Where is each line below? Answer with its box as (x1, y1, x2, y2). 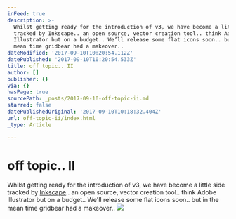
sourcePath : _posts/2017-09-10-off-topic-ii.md (7, 95, 150, 102)
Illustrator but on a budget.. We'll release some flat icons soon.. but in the (7, 196, 219, 204)
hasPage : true (7, 88, 49, 95)
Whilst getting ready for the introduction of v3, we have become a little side (7, 180, 225, 190)
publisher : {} (7, 75, 49, 83)
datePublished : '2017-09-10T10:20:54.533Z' (7, 56, 137, 63)
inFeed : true (7, 10, 46, 18)
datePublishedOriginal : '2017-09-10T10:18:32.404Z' (7, 108, 162, 115)
